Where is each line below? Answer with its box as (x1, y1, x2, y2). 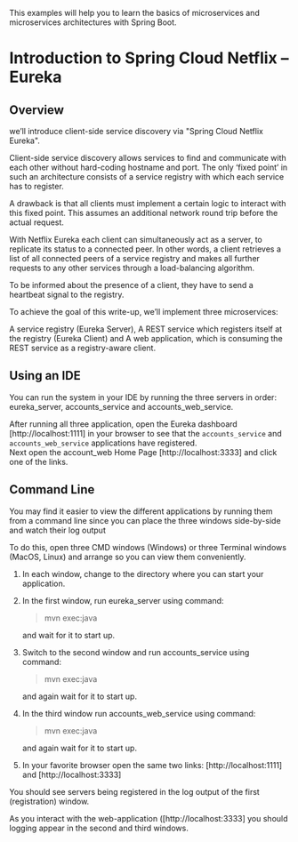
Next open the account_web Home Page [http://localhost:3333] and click (9, 446, 278, 457)
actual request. (9, 217, 65, 228)
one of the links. (9, 456, 68, 467)
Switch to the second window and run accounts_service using (21, 646, 250, 657)
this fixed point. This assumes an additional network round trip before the (9, 208, 278, 218)
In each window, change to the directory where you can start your (21, 568, 264, 579)
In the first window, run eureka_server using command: (21, 595, 224, 605)
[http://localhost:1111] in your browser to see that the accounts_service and (9, 428, 282, 438)
